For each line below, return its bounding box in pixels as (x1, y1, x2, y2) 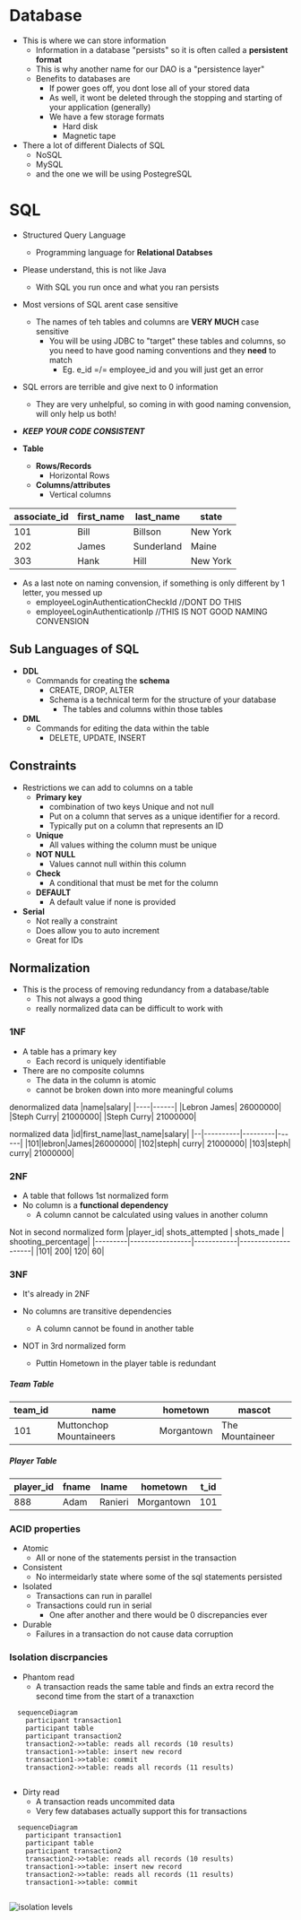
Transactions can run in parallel (35, 1591, 152, 1602)
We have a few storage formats (48, 111, 165, 122)
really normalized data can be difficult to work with (35, 1003, 224, 1014)
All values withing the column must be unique (48, 839, 218, 850)
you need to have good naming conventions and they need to (48, 344, 277, 355)
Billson (133, 526, 161, 538)
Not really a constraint (35, 916, 118, 926)
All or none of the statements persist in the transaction (35, 1552, 237, 1563)
